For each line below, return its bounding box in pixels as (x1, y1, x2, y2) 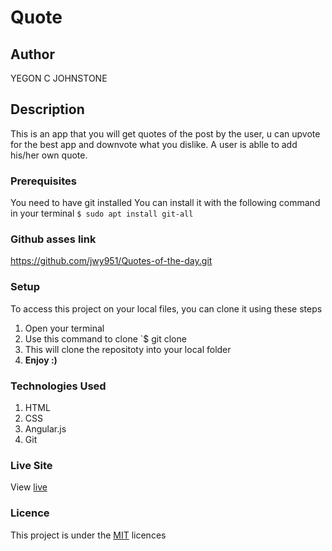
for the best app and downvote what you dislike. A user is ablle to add (10, 138, 298, 150)
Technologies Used (10, 379, 107, 393)
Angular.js (24, 423, 67, 435)
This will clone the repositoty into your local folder (24, 343, 232, 355)
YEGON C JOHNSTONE (10, 72, 108, 84)
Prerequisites (10, 174, 77, 188)
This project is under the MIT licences (10, 529, 167, 541)
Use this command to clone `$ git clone (24, 332, 187, 345)
